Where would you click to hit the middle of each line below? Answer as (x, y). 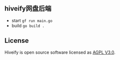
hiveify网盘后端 (28, 9)
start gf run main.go (32, 20)
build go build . (28, 25)
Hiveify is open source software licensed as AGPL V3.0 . (60, 52)
